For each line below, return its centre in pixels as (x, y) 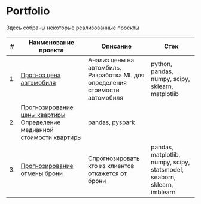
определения (107, 82)
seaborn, (163, 177)
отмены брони (42, 173)
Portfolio (28, 11)
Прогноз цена (41, 75)
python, (161, 64)
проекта (51, 50)
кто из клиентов (111, 166)
